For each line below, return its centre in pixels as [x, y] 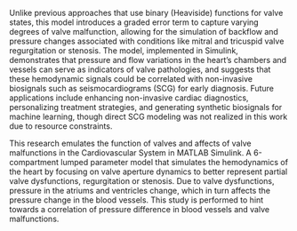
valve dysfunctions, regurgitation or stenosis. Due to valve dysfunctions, [142, 181]
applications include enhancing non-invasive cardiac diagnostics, [129, 98]
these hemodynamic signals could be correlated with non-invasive [131, 79]
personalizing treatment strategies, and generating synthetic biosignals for [146, 107]
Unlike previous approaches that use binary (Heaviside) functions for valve [146, 13]
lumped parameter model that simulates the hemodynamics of [175, 162]
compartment [34, 162]
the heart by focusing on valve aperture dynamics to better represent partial [148, 171]
